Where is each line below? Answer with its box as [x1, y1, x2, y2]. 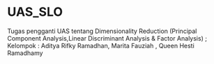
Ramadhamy [7, 49, 43, 57]
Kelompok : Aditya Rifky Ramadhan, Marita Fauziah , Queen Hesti [7, 41, 195, 50]
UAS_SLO [7, 4, 63, 20]
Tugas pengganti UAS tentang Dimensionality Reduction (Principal [7, 27, 197, 35]
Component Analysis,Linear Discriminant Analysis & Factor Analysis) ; [7, 34, 208, 42]
